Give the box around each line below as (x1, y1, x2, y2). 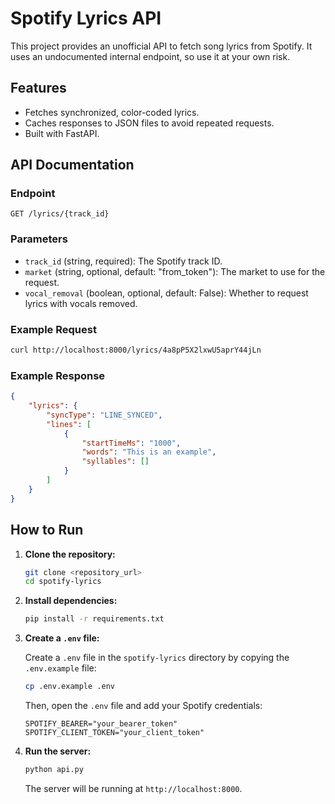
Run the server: (24, 745, 92, 757)
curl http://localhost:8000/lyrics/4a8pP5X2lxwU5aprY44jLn (10, 345, 262, 356)
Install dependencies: (24, 595, 118, 607)
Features (10, 80, 67, 97)
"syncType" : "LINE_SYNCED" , (46, 410, 163, 420)
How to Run (10, 522, 84, 539)
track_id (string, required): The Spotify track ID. (24, 255, 223, 267)
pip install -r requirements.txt (24, 614, 165, 624)
